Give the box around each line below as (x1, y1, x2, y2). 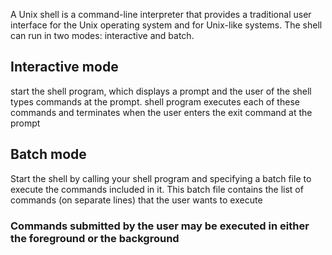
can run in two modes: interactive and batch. (10, 30, 195, 41)
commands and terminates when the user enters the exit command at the (10, 106, 313, 118)
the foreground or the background (10, 231, 180, 245)
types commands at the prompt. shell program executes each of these (10, 95, 300, 108)
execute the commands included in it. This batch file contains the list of (10, 183, 304, 195)
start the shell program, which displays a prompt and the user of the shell (10, 85, 312, 97)
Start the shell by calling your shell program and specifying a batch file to (10, 172, 312, 184)
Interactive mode (10, 59, 119, 76)
